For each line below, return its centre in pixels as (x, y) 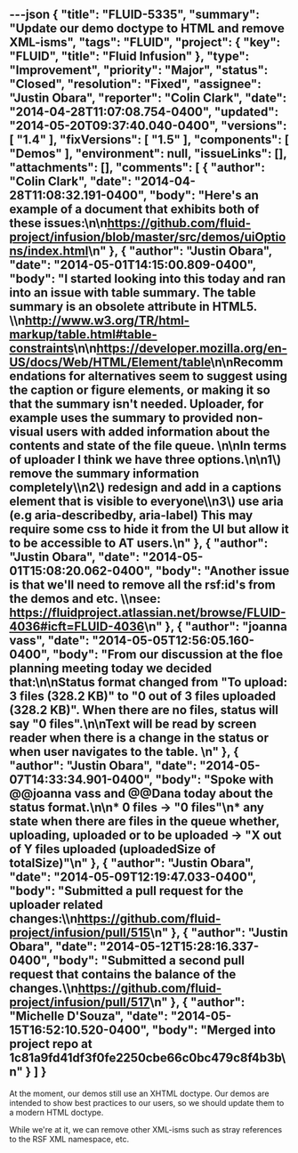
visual (27, 432)
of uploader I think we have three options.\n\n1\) (145, 460)
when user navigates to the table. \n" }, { (124, 752)
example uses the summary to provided (121, 418)
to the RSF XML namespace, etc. (69, 1139)
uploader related (56, 905)
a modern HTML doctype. (56, 1112)
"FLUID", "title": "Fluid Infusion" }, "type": (129, 57)
